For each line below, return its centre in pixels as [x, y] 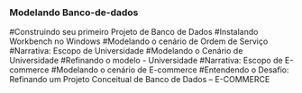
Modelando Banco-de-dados [74, 13]
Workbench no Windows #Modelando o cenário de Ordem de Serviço [139, 41]
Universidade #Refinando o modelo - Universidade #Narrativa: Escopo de [146, 61]
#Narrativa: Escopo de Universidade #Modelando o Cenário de [126, 51]
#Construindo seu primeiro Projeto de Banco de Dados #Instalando [134, 32]
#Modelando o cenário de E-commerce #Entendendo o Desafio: [170, 70]
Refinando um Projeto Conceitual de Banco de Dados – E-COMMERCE [140, 80]
